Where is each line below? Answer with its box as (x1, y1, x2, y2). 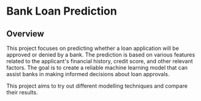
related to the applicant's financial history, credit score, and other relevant (6, 58, 193, 64)
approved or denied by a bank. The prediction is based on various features (6, 51, 195, 58)
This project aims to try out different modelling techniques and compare (6, 82, 188, 89)
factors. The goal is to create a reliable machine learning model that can (6, 64, 188, 71)
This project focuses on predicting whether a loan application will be (6, 44, 180, 52)
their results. (6, 89, 38, 96)
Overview (6, 29, 45, 39)
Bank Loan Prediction (6, 4, 118, 18)
